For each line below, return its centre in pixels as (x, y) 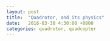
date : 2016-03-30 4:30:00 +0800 (50, 23)
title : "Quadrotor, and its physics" (55, 17)
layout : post (23, 12)
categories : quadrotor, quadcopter (51, 29)
